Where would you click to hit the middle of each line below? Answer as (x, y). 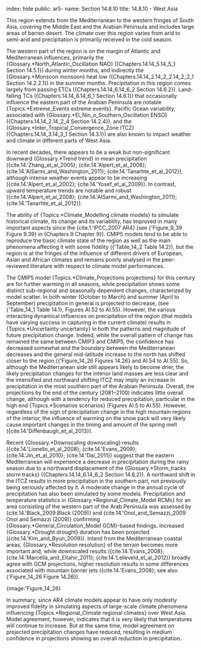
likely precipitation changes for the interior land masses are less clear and (97, 373)
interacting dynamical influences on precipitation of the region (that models (99, 316)
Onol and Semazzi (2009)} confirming (53, 519)
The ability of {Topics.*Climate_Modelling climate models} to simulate (92, 215)
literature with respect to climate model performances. (97, 266)
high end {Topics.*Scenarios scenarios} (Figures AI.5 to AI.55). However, (97, 405)
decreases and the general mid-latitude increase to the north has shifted (96, 354)
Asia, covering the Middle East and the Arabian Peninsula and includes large (100, 27)
